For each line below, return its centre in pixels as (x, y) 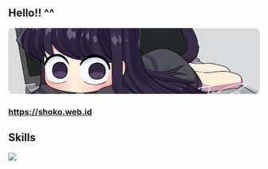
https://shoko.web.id (50, 112)
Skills (22, 138)
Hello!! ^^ (32, 13)
